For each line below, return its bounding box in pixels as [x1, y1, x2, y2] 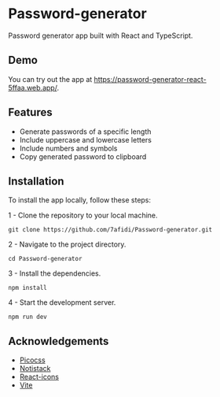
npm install [8, 284, 47, 292]
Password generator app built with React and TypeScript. [8, 31, 193, 40]
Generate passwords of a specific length [19, 127, 152, 136]
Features [8, 106, 53, 119]
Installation [8, 174, 64, 187]
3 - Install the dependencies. [8, 269, 101, 278]
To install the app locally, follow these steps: [8, 195, 152, 205]
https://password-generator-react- [93, 74, 207, 83]
